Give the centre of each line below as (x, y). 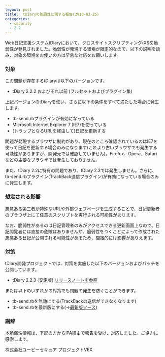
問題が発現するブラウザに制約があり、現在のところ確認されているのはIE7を (82, 141)
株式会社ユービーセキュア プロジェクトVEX (49, 350)
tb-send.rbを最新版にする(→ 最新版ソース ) (55, 308)
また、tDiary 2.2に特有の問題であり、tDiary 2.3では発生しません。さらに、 (81, 171)
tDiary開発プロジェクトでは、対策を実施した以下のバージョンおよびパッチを (82, 264)
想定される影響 (23, 197)
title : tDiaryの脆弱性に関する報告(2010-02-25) (52, 14)
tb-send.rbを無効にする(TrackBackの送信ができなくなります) (74, 301)
